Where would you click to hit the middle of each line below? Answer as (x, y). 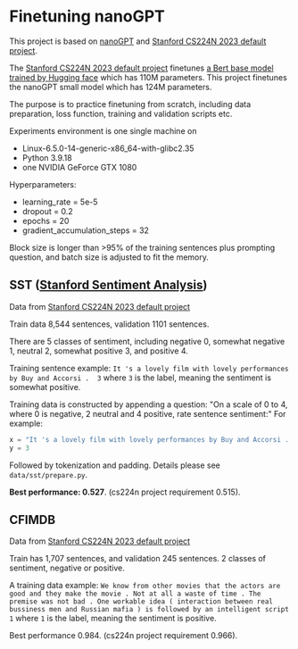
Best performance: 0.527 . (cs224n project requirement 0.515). (125, 492)
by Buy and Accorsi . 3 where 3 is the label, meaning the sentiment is (141, 378)
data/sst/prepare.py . (49, 474)
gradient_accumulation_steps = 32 (86, 230)
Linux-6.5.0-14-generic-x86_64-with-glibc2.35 (108, 148)
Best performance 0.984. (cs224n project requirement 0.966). (124, 636)
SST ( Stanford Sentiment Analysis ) (108, 285)
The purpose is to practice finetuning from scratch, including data (130, 104)
